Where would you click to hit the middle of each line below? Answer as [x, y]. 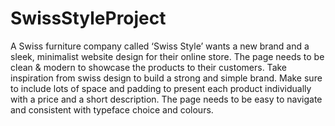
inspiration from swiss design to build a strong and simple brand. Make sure [166, 78]
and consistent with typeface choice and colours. [112, 109]
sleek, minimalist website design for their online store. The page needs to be [167, 56]
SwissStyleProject [88, 18]
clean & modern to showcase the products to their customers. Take [149, 67]
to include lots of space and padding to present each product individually [161, 88]
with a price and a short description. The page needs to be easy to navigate [166, 99]
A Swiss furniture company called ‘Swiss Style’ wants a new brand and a [160, 46]
